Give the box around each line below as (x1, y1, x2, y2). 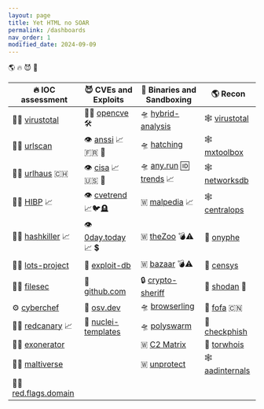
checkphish (203, 326, 247, 337)
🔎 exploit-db (83, 260, 131, 271)
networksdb (203, 175, 249, 186)
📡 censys (203, 260, 239, 271)
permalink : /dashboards (8, 26, 86, 34)
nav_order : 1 (8, 33, 51, 42)
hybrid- (150, 108, 180, 119)
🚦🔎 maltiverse (12, 359, 64, 370)
